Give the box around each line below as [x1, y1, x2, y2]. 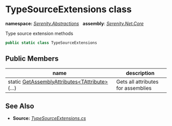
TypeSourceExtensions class [5, 4, 132, 15]
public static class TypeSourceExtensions [5, 40, 97, 45]
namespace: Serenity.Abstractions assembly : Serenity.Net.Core [5, 20, 144, 27]
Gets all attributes [116, 78, 159, 85]
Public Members [5, 55, 59, 63]
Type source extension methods [5, 30, 73, 36]
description [125, 69, 155, 77]
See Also [5, 102, 34, 111]
